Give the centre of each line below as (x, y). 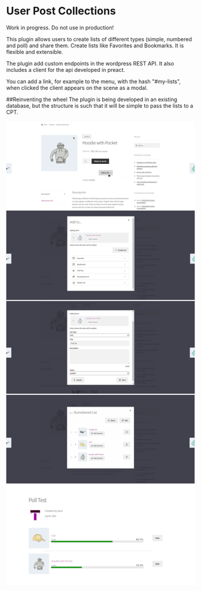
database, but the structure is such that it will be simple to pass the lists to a (100, 105)
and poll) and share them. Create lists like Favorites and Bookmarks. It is (95, 45)
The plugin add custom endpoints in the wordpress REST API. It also (90, 63)
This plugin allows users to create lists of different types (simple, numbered (99, 39)
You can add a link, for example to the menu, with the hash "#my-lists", (94, 81)
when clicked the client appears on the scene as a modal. (77, 87)
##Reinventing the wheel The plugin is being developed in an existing (92, 99)
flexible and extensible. (35, 51)
